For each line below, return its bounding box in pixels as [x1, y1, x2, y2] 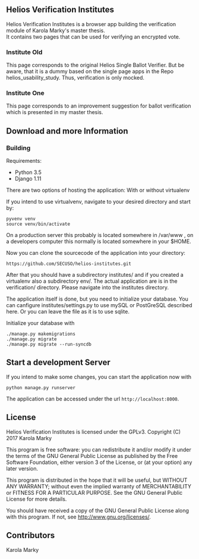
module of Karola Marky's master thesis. [6, 27, 106, 34]
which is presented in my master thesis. [6, 109, 103, 116]
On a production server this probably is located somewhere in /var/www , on [6, 232, 194, 239]
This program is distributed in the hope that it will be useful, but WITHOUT [6, 476, 188, 484]
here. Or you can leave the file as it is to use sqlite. [6, 308, 129, 315]
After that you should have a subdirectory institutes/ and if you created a [6, 271, 184, 279]
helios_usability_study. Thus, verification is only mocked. [6, 74, 144, 81]
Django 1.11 [14, 175, 42, 182]
